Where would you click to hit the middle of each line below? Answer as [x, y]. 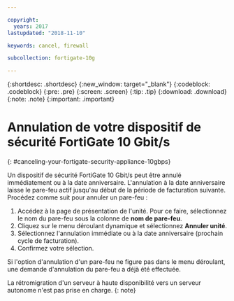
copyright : [23, 20]
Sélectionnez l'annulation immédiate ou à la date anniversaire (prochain [120, 233]
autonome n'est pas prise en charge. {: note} [72, 290]
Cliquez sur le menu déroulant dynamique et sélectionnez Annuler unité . [122, 226]
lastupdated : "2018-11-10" [46, 33]
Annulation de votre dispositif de [104, 127]
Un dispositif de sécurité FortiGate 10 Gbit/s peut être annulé [94, 175]
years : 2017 [31, 26]
